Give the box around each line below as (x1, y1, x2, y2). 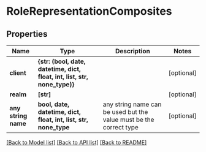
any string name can (102, 100, 162, 108)
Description (115, 47, 150, 55)
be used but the (102, 108, 148, 116)
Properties (6, 29, 48, 39)
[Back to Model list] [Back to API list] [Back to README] (6, 139, 147, 146)
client (9, 69, 26, 77)
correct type (102, 123, 139, 131)
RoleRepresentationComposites (6, 4, 173, 18)
